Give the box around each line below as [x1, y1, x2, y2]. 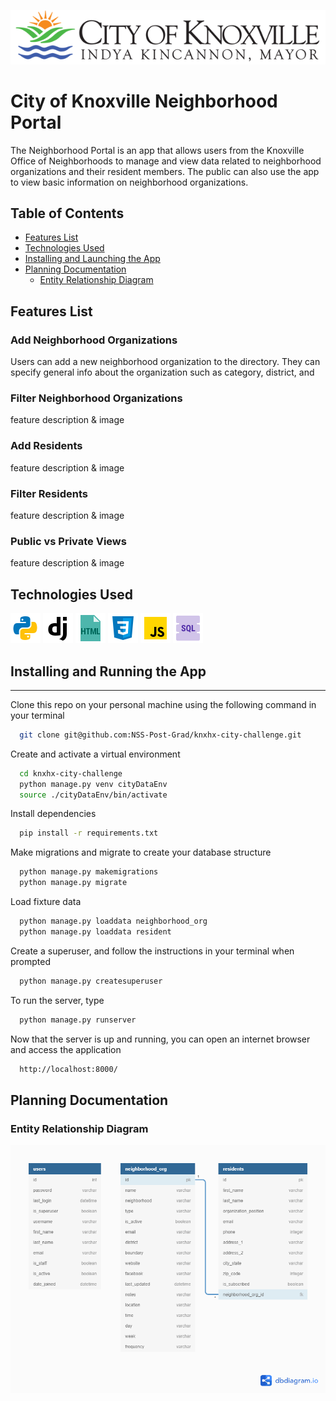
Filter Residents [10, 486, 88, 500]
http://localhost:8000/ [19, 1064, 118, 1074]
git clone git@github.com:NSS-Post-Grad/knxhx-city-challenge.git [19, 730, 302, 740]
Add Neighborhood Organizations [10, 333, 178, 347]
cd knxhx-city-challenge [19, 768, 123, 779]
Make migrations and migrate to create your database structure [10, 846, 272, 859]
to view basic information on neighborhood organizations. [10, 176, 249, 188]
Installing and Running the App [10, 663, 207, 680]
